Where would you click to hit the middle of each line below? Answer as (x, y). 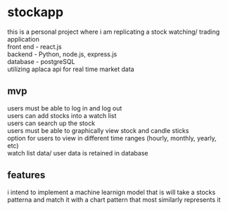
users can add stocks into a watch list (62, 115)
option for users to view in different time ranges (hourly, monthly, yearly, (112, 138)
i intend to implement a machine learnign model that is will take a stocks (112, 192)
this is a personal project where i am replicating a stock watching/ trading (114, 32)
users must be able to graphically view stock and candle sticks (98, 130)
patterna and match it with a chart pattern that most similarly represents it (114, 199)
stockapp (36, 12)
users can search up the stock (51, 123)
